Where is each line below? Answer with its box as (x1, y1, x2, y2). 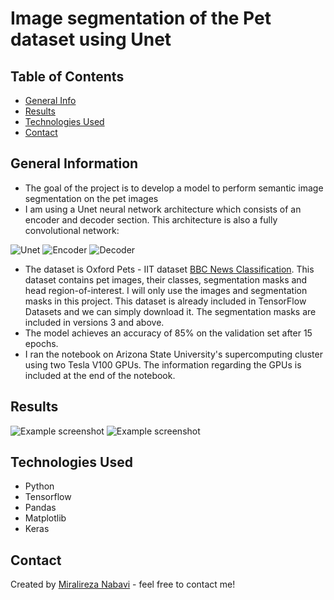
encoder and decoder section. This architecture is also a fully (24, 213, 278, 226)
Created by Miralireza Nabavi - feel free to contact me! (10, 578, 236, 591)
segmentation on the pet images (24, 192, 159, 204)
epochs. (24, 337, 59, 349)
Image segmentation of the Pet (10, 7, 272, 30)
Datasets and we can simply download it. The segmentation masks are (24, 305, 317, 317)
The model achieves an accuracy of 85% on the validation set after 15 (24, 327, 313, 339)
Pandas (24, 502, 57, 514)
